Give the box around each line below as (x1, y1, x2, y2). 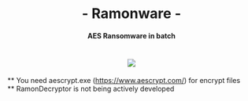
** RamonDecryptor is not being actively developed (7, 84, 175, 93)
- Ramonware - (81, 5, 182, 23)
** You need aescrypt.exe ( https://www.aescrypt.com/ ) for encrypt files (7, 75, 241, 85)
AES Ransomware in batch (87, 31, 176, 40)
